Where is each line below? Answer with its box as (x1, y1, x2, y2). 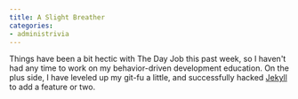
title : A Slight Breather (9, 12, 105, 22)
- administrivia (9, 29, 69, 38)
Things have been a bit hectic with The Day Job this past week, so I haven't (9, 54, 286, 65)
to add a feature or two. (9, 81, 96, 93)
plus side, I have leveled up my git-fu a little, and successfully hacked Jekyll (9, 72, 287, 83)
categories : (9, 21, 53, 30)
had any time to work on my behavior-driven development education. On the (9, 63, 289, 73)
